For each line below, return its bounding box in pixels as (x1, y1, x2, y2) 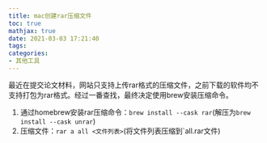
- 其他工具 (8, 57, 40, 65)
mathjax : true (8, 27, 57, 35)
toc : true (8, 19, 42, 27)
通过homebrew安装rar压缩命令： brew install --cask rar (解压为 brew (19, 107, 251, 117)
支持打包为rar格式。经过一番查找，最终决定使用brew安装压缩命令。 (8, 90, 233, 99)
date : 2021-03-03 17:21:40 (8, 34, 100, 43)
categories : (8, 49, 49, 57)
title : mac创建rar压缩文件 (8, 11, 92, 20)
